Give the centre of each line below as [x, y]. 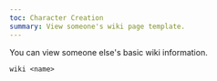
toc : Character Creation [57, 18]
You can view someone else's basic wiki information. [108, 52]
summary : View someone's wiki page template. [97, 26]
